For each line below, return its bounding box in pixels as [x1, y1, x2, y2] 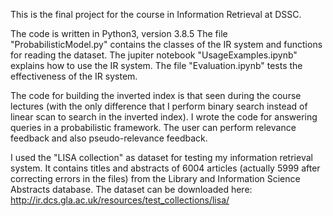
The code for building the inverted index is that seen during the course [10, 90, 302, 101]
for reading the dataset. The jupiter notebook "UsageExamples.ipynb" [10, 49, 298, 61]
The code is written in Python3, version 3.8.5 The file [10, 28, 228, 39]
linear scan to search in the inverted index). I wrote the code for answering [10, 111, 318, 123]
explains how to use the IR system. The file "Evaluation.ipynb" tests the [10, 60, 303, 71]
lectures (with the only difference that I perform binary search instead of [10, 100, 308, 112]
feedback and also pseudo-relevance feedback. [10, 132, 208, 144]
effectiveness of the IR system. [10, 70, 138, 82]
